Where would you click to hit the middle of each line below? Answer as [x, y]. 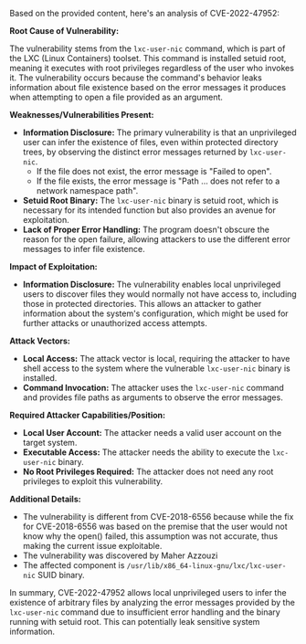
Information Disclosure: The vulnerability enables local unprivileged [152, 284]
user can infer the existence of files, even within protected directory [150, 142]
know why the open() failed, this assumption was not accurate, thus [150, 536]
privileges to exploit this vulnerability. [93, 481]
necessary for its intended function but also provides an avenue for [149, 210]
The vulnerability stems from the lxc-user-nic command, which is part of [148, 48]
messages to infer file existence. [84, 249]
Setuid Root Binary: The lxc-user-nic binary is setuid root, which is [150, 201]
